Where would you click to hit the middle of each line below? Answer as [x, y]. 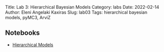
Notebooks [22, 33]
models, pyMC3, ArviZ [28, 17]
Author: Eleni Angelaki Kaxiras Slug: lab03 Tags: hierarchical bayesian [76, 12]
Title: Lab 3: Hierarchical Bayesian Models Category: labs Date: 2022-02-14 [82, 7]
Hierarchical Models [33, 45]
